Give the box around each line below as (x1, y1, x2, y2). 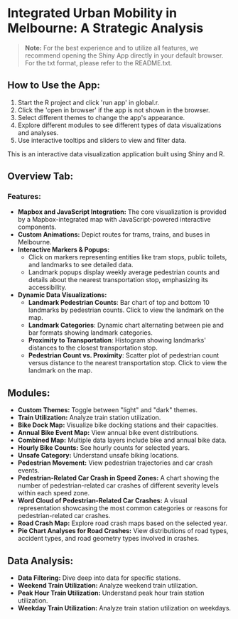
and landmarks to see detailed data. (28, 261, 134, 269)
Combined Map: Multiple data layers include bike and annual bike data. (17, 436, 227, 445)
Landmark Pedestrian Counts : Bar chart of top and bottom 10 (28, 298, 210, 307)
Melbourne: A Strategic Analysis (7, 20, 204, 36)
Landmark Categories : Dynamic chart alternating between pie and (28, 321, 224, 330)
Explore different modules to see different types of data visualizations (17, 121, 222, 129)
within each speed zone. (17, 489, 90, 497)
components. (17, 222, 57, 232)
